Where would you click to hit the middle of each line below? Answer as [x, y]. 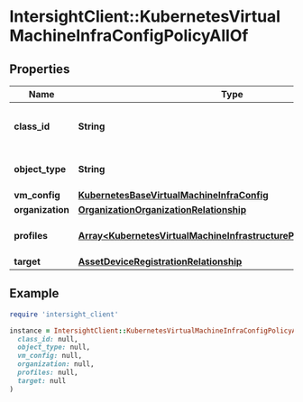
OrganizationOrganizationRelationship [162, 210]
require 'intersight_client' [64, 314]
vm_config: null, [50, 356]
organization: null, [56, 364]
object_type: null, [54, 347]
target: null [42, 380]
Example [34, 293]
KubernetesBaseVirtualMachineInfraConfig [173, 195]
